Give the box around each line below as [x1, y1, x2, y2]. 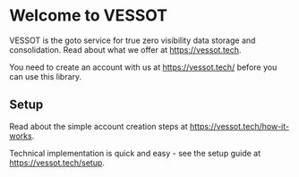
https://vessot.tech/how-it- [189, 121, 289, 131]
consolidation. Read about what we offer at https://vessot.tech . [9, 44, 242, 55]
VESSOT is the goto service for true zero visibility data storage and [9, 35, 256, 46]
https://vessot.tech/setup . [9, 157, 106, 168]
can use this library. [9, 71, 82, 81]
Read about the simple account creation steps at [9, 121, 188, 131]
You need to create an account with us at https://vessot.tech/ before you [9, 62, 278, 72]
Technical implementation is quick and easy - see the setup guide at [9, 147, 261, 158]
